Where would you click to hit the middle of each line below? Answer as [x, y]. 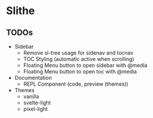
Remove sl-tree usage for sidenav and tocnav [78, 53]
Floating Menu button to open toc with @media [80, 71]
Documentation [33, 78]
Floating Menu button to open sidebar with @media [85, 65]
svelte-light [37, 103]
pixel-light [35, 109]
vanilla [31, 96]
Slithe [21, 11]
